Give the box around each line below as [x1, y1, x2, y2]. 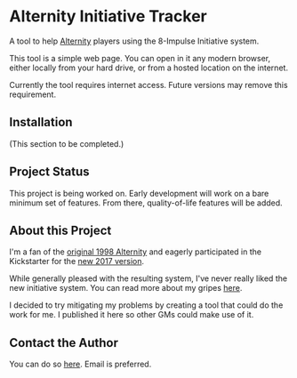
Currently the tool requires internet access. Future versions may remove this [9, 79, 288, 90]
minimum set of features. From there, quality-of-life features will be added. [9, 197, 283, 208]
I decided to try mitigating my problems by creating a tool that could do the [9, 300, 284, 310]
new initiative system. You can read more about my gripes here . [9, 283, 243, 294]
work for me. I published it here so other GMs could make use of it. [9, 310, 254, 320]
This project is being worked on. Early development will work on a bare [9, 188, 269, 198]
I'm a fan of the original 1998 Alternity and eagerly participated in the [9, 246, 262, 257]
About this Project [9, 222, 112, 237]
